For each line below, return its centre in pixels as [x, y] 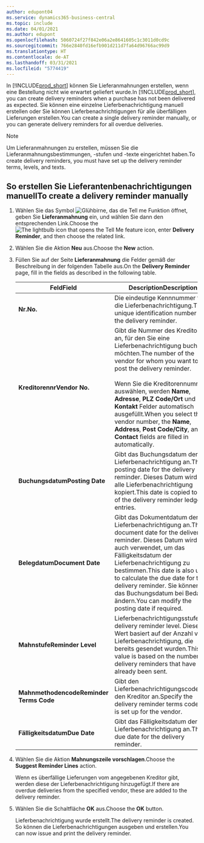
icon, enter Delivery [169, 230]
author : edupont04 [29, 12]
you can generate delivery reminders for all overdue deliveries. [85, 125]
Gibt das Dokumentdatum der [156, 517]
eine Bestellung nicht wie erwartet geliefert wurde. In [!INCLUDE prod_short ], [101, 92]
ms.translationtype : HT [36, 52]
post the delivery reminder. [153, 369]
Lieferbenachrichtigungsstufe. [158, 618]
